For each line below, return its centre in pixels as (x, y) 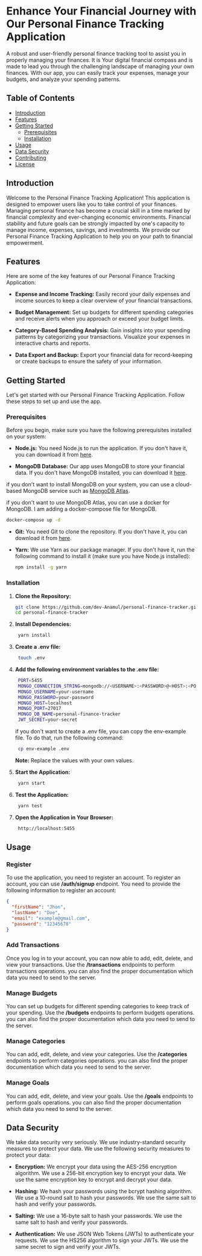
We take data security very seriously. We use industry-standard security (96, 1142)
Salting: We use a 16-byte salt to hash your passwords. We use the (98, 1216)
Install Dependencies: (43, 624)
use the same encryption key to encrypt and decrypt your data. (94, 1180)
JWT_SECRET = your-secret (48, 720)
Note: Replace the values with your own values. (74, 760)
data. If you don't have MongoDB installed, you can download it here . (101, 473)
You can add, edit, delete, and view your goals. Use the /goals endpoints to (100, 1096)
